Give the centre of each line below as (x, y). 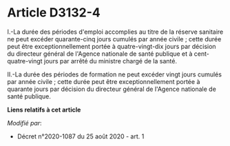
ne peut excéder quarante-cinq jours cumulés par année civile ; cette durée (114, 39)
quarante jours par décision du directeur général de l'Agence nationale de (112, 89)
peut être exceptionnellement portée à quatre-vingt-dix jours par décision (112, 46)
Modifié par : (25, 123)
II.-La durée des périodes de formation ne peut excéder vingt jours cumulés (115, 74)
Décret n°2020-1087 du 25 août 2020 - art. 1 (81, 136)
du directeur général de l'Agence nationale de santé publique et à (100, 54)
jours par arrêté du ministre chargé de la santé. (111, 61)
